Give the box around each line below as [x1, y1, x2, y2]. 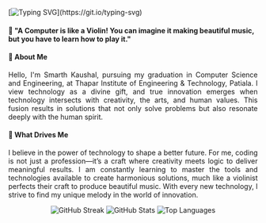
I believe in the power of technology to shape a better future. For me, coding [8, 148, 258, 157]
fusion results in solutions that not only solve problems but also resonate [8, 103, 258, 113]
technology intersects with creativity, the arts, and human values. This [8, 95, 258, 105]
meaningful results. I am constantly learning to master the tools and [8, 165, 258, 174]
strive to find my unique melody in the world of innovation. [8, 190, 199, 199]
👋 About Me [8, 52, 47, 62]
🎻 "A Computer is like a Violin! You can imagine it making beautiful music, [8, 25, 255, 35]
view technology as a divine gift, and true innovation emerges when [8, 87, 258, 96]
